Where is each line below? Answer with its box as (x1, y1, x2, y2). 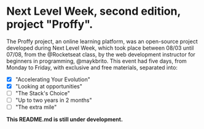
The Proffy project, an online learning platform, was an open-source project (6, 37, 198, 45)
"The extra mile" (15, 103, 57, 111)
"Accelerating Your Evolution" (15, 76, 91, 83)
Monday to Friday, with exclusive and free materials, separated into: (6, 63, 178, 71)
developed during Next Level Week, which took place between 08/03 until (6, 44, 194, 52)
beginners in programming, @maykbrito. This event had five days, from (6, 57, 187, 64)
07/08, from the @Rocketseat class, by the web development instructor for (6, 50, 195, 58)
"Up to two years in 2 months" (15, 96, 92, 104)
